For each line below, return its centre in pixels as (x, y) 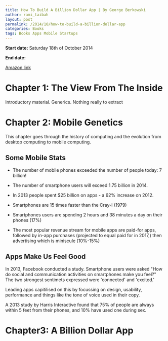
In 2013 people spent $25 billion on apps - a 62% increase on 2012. (83, 195)
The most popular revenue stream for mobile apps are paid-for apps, (84, 230)
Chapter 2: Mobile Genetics (64, 123)
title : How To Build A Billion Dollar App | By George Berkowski (75, 10)
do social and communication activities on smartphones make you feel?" (81, 274)
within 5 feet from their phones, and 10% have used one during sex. (76, 310)
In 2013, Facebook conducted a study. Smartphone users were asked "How (84, 269)
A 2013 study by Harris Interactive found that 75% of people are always (80, 305)
